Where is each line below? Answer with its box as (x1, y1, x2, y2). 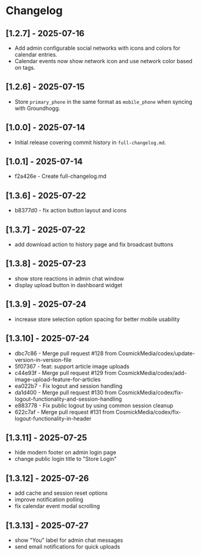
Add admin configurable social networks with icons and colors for (14, 44, 181, 52)
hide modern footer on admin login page (14, 449, 117, 456)
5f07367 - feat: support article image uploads (14, 363, 130, 370)
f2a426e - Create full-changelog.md (14, 172, 107, 180)
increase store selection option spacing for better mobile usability (14, 315, 180, 323)
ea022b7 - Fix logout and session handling (14, 382, 123, 390)
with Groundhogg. (14, 104, 60, 112)
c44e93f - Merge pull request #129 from (14, 369, 117, 376)
